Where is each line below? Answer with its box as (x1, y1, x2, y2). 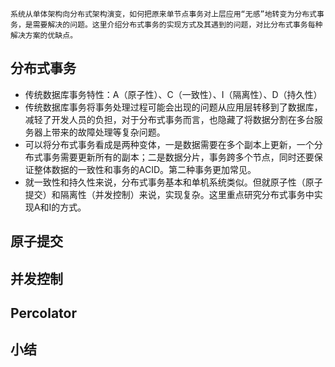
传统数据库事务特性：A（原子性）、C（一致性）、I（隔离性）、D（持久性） (24, 88, 323, 100)
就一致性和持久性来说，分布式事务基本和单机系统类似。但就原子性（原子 (24, 176, 323, 188)
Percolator (10, 304, 78, 322)
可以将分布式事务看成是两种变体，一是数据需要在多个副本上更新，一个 (24, 138, 315, 150)
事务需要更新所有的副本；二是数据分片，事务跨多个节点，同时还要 (42, 151, 315, 163)
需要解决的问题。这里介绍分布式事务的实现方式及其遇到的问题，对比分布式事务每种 (32, 20, 323, 30)
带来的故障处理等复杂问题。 (51, 126, 166, 138)
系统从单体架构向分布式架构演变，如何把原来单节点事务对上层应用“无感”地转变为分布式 (10, 9, 317, 19)
